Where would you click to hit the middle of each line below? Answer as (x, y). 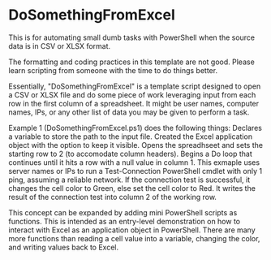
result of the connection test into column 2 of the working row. (113, 197)
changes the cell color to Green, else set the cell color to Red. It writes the (132, 188)
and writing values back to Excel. (64, 247)
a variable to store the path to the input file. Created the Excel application (131, 136)
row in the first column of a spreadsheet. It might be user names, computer (134, 103)
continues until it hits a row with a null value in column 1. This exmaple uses (134, 162)
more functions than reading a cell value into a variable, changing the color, (134, 238)
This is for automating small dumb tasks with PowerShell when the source (132, 37)
